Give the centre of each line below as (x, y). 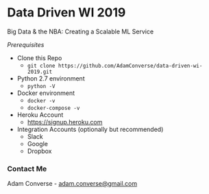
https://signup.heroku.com (65, 122)
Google (37, 143)
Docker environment (46, 93)
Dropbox (39, 151)
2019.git (40, 72)
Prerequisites (26, 44)
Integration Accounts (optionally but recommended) (90, 129)
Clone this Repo (39, 58)
